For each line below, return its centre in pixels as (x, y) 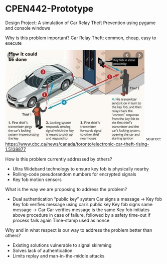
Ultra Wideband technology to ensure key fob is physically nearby (80, 168)
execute (14, 43)
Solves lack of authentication (42, 250)
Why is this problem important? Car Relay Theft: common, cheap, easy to (81, 38)
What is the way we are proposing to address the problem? (66, 189)
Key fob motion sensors (37, 180)
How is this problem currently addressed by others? (59, 159)
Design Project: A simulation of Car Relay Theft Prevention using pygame (80, 23)
